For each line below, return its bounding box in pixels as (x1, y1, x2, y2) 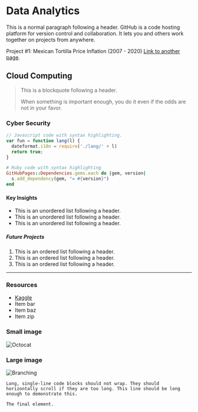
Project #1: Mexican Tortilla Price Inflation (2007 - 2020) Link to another (6, 47, 180, 54)
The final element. (6, 401, 54, 407)
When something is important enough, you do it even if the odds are (20, 98, 186, 105)
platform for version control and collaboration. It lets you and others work (6, 29, 184, 37)
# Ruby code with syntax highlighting (6, 165, 101, 171)
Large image (6, 355, 42, 364)
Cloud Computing (6, 71, 72, 81)
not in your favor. (20, 104, 62, 111)
